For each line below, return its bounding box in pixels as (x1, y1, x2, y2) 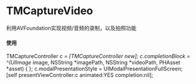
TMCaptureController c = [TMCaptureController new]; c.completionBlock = (6, 53, 191, 60)
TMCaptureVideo (6, 4, 94, 18)
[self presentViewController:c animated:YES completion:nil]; (6, 72, 154, 79)
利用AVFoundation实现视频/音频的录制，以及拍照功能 (6, 24, 137, 31)
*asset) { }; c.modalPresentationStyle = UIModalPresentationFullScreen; (6, 65, 183, 72)
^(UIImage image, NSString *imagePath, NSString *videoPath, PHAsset (6, 59, 181, 66)
